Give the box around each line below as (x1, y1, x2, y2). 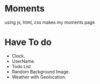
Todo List (11, 63, 31, 69)
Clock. (11, 53, 25, 59)
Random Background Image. (11, 69, 70, 75)
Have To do (4, 37, 52, 48)
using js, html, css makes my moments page (4, 19, 95, 25)
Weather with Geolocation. (11, 74, 66, 80)
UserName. (11, 58, 36, 64)
